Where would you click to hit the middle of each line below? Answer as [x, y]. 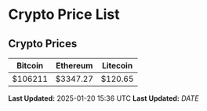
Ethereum [74, 66]
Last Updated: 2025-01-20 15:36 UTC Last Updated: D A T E [103, 98]
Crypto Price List [64, 15]
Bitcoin [30, 66]
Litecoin [117, 66]
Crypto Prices [43, 44]
